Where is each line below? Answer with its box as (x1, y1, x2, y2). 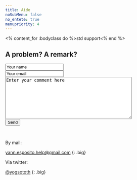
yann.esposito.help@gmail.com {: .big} (5, 150, 86, 156)
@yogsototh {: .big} (5, 169, 47, 175)
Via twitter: (5, 159, 28, 165)
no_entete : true (5, 17, 39, 22)
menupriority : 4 (5, 21, 39, 27)
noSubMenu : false (5, 12, 42, 17)
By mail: (5, 140, 22, 146)
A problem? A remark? (5, 50, 77, 59)
